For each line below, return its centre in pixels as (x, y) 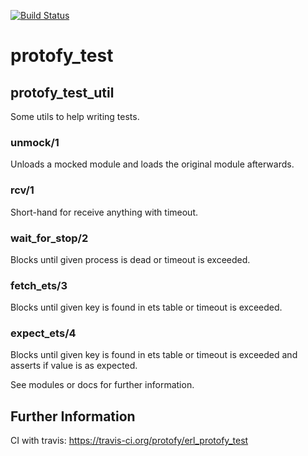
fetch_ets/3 (39, 285)
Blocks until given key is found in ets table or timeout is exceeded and (154, 355)
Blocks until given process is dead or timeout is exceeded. (130, 259)
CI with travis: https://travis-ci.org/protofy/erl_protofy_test (129, 441)
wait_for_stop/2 (49, 238)
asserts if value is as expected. (74, 366)
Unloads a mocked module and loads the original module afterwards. (152, 164)
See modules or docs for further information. (102, 385)
